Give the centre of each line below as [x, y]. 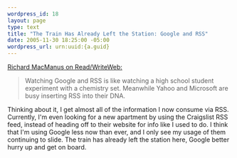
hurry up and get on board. [47, 147]
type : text [23, 27]
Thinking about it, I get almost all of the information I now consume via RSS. [118, 109]
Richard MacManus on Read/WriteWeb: [65, 67]
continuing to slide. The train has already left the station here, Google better [118, 140]
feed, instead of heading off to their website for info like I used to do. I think [118, 124]
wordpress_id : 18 [33, 14]
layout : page [27, 21]
